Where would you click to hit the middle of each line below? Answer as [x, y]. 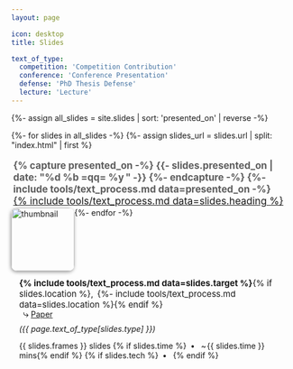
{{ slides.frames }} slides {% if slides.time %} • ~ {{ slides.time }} [142, 346]
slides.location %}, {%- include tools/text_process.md [128, 294]
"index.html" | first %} [52, 144]
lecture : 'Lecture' [56, 92]
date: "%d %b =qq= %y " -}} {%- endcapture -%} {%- [139, 177]
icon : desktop [38, 34]
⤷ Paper [38, 314]
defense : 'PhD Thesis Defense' [78, 84]
